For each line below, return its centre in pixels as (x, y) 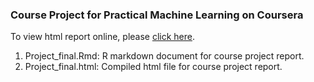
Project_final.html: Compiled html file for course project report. (153, 67)
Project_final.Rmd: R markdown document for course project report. (164, 56)
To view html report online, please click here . (103, 37)
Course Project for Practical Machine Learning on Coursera (157, 15)
